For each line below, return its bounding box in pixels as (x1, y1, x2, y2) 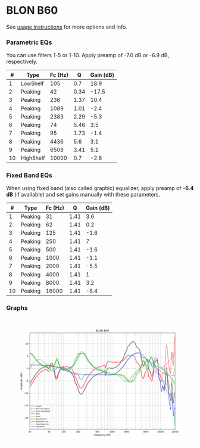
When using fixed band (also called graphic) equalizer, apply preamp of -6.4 (6, 185, 195, 192)
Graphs (6, 304, 28, 312)
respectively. (6, 58, 37, 66)
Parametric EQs (6, 38, 52, 46)
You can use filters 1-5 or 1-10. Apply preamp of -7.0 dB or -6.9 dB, (6, 52, 170, 59)
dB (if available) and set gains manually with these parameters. (6, 191, 161, 198)
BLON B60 (6, 4, 58, 17)
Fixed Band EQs (6, 171, 52, 179)
